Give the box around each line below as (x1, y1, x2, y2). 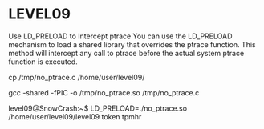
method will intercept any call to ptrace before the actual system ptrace (8, 48, 245, 58)
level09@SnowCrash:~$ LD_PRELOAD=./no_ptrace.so (8, 103, 187, 113)
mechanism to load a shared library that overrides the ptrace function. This (8, 39, 256, 49)
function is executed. (8, 57, 78, 67)
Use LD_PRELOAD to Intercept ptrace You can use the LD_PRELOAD (8, 31, 233, 41)
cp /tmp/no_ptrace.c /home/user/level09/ (8, 72, 145, 82)
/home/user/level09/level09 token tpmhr (8, 111, 142, 121)
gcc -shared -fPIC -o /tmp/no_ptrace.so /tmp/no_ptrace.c (8, 87, 200, 97)
